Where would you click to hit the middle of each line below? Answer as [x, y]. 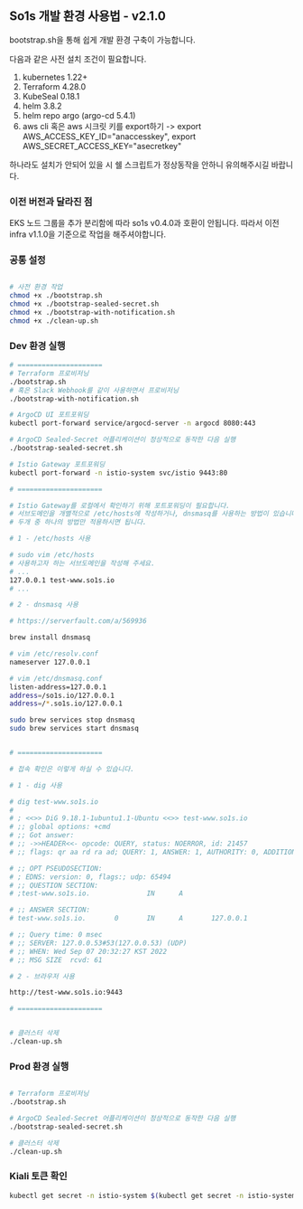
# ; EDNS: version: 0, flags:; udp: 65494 [90, 877]
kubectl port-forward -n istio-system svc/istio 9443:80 [119, 473]
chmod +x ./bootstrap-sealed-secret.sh [84, 304]
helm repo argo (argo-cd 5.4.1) [79, 115]
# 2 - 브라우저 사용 [42, 976]
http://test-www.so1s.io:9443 [66, 993]
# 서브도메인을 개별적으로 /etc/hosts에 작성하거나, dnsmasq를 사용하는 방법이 [139, 514]
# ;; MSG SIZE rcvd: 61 [56, 960]
